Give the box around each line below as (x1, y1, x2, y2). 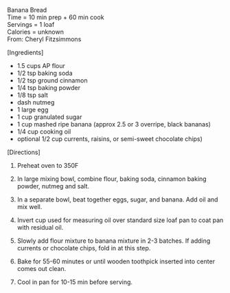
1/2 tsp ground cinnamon (16, 76, 88, 85)
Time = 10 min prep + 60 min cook (7, 13, 104, 21)
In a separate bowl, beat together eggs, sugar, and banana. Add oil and (16, 195, 218, 204)
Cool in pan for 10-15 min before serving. (16, 278, 133, 286)
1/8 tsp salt (16, 91, 48, 99)
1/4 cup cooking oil (16, 127, 71, 135)
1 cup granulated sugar (16, 113, 82, 121)
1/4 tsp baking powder (16, 84, 81, 91)
